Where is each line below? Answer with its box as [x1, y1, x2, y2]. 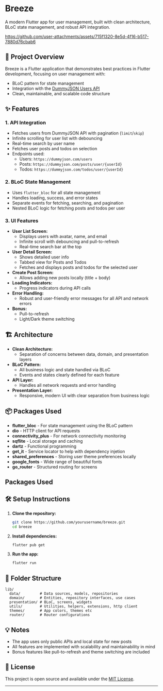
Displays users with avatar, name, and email [19, 234, 107, 240]
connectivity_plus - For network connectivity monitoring [12, 433, 126, 439]
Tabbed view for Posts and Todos [19, 259, 86, 265]
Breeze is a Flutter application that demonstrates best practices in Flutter [5, 66, 150, 71]
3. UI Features [5, 217, 39, 224]
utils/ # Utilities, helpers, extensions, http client [9, 604, 138, 609]
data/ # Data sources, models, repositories [9, 591, 118, 596]
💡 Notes [5, 625, 30, 634]
